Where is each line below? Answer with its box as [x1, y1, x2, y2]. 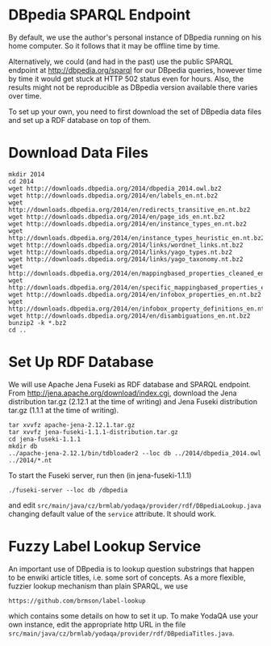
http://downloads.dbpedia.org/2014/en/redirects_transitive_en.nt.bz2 [8, 205, 251, 213]
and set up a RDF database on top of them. [8, 115, 152, 125]
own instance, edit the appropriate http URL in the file [8, 619, 186, 629]
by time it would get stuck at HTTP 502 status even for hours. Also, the [8, 74, 244, 83]
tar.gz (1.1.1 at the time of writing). [8, 405, 119, 415]
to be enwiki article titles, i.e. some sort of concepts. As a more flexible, [8, 572, 246, 582]
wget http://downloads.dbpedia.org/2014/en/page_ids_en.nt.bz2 [8, 213, 226, 221]
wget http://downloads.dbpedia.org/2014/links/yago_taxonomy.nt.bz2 [8, 255, 244, 264]
